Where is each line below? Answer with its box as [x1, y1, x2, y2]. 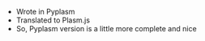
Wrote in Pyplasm [15, 7, 75, 16]
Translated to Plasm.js [15, 15, 91, 25]
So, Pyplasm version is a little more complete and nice [15, 24, 197, 33]
